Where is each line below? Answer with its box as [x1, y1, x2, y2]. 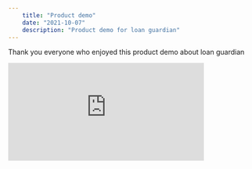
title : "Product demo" [22, 11, 96, 20]
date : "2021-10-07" [22, 19, 86, 27]
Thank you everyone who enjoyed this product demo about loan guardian [8, 48, 245, 57]
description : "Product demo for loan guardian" [22, 26, 180, 34]
